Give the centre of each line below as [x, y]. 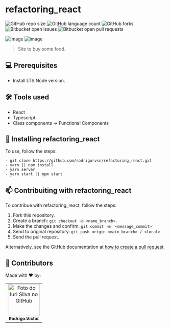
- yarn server [20, 170]
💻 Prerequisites [31, 66]
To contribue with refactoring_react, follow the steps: [61, 205]
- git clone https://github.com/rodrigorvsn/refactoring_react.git [79, 161]
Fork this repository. [34, 215]
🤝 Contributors [29, 263]
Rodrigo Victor [24, 319]
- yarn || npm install [29, 165]
